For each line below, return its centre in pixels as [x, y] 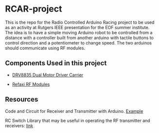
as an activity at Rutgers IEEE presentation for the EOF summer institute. [77, 27]
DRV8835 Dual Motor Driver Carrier [48, 75]
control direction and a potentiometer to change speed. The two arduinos [79, 43]
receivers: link [19, 126]
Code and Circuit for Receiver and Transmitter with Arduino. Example [74, 111]
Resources [22, 99]
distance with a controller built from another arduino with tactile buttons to [79, 38]
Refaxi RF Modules [31, 84]
